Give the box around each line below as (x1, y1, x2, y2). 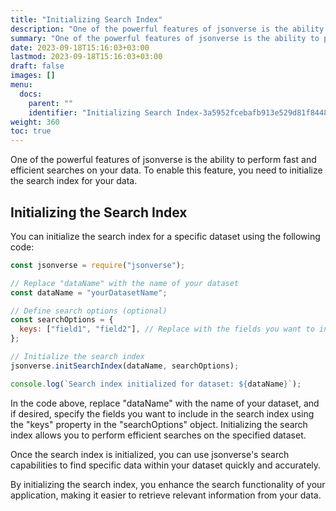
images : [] (10, 71, 56, 81)
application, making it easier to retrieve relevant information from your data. (10, 489, 322, 501)
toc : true (10, 126, 52, 136)
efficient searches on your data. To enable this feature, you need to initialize (10, 164, 323, 176)
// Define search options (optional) (10, 306, 168, 316)
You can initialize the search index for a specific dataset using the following (10, 230, 321, 242)
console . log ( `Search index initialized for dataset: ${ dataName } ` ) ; (10, 379, 302, 389)
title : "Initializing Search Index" (10, 14, 163, 25)
